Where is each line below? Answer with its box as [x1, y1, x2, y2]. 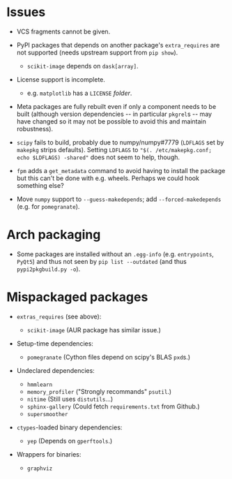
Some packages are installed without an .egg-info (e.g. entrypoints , [16, 249, 214, 258]
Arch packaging [6, 227, 101, 243]
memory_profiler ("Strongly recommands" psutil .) [26, 387, 172, 395]
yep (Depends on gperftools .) [26, 436, 113, 445]
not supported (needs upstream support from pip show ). [16, 48, 178, 57]
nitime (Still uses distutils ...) [26, 395, 114, 403]
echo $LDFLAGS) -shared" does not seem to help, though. [16, 153, 180, 161]
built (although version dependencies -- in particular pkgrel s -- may [16, 110, 212, 118]
